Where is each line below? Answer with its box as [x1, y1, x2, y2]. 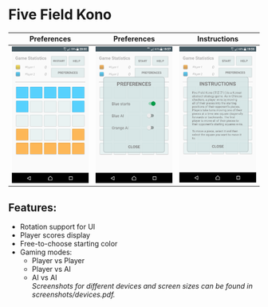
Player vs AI [31, 265, 72, 274]
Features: [8, 201, 57, 215]
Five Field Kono [8, 6, 112, 24]
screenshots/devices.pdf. [31, 289, 116, 300]
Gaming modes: [19, 247, 73, 257]
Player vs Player [31, 256, 85, 266]
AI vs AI [31, 273, 57, 282]
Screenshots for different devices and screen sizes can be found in [31, 281, 253, 291]
